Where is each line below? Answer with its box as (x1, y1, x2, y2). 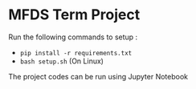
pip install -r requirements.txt (19, 49, 133, 57)
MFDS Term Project (8, 6, 141, 24)
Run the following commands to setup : (8, 32, 138, 42)
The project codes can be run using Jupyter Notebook (8, 71, 189, 81)
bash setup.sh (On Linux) (19, 56, 104, 66)
